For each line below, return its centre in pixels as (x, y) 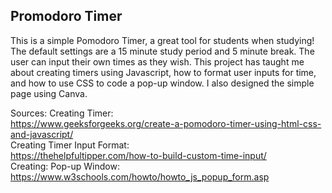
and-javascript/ (42, 134)
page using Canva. (49, 93)
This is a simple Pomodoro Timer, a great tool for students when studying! (162, 40)
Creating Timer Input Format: (70, 145)
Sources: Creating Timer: (62, 113)
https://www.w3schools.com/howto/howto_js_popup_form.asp (140, 176)
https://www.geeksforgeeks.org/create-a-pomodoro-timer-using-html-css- (166, 123)
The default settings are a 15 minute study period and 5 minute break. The (162, 51)
